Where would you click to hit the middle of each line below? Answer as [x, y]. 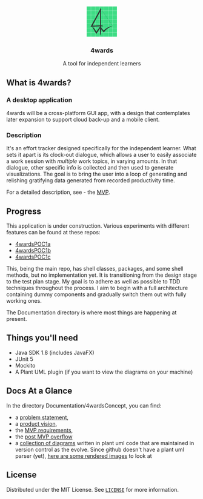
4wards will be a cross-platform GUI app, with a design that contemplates [98, 113]
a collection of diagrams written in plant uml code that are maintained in [105, 443]
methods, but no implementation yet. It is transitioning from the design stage [101, 275]
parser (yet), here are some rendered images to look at [84, 456]
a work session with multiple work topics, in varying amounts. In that [92, 161]
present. [17, 319]
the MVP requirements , [44, 430]
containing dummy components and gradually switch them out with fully [96, 294]
